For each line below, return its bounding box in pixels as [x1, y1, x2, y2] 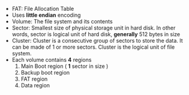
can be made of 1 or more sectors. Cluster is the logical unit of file [11, 43, 175, 51]
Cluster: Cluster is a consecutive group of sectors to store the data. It [11, 37, 183, 44]
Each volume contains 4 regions [11, 57, 92, 63]
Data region [20, 82, 50, 89]
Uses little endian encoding [11, 11, 81, 19]
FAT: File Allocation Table [11, 5, 74, 12]
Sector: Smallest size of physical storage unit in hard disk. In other [11, 24, 176, 31]
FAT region [20, 75, 48, 82]
